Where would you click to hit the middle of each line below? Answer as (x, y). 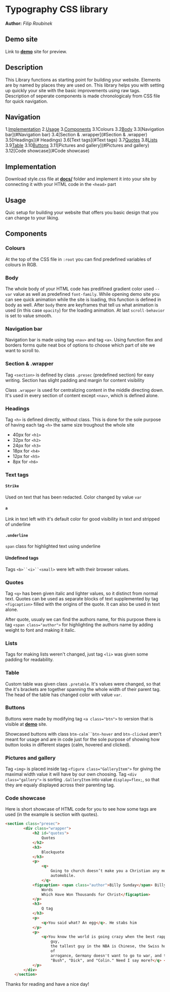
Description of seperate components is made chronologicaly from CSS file (83, 96)
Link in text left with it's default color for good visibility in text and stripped (83, 519)
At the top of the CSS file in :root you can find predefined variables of (78, 259)
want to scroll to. (23, 351)
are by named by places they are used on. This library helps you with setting (85, 85)
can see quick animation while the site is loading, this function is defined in (83, 299)
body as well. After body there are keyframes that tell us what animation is (82, 304)
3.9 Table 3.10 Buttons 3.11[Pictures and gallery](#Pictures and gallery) (77, 145)
